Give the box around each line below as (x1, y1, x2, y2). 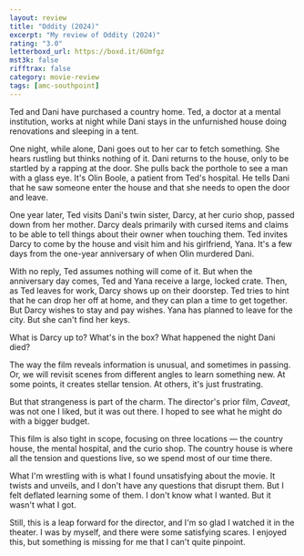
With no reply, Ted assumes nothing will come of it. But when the (9, 265, 253, 276)
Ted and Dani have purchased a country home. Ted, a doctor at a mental (9, 106, 281, 117)
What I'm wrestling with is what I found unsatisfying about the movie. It (9, 470, 276, 481)
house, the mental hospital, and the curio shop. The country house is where (9, 443, 293, 454)
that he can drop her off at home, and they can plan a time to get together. (9, 294, 289, 305)
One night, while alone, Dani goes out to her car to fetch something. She (9, 143, 280, 154)
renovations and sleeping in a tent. (9, 125, 139, 137)
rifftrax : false (9, 65, 71, 74)
